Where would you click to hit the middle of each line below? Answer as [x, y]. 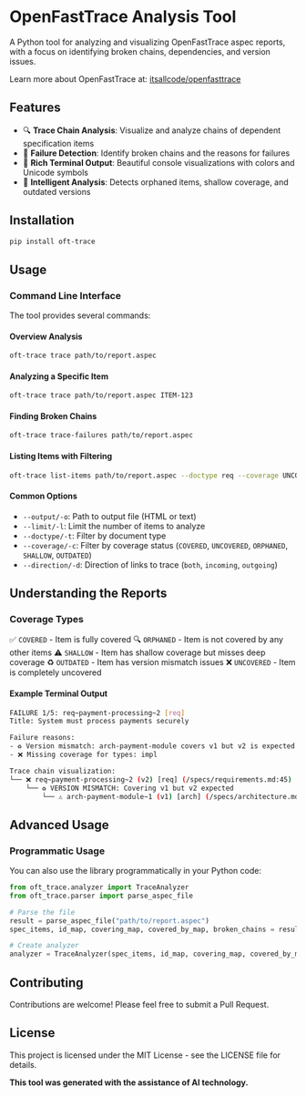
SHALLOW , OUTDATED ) [57, 555]
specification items [58, 143]
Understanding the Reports [88, 594]
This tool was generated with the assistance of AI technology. [129, 1082]
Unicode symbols [56, 172]
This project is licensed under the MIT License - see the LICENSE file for [145, 1055]
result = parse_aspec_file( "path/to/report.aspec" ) [109, 921]
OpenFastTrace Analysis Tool [123, 17]
